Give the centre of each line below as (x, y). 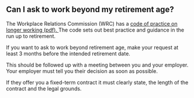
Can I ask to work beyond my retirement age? (90, 10)
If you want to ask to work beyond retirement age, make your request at (92, 47)
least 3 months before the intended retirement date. (68, 53)
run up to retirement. (31, 36)
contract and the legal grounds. (44, 88)
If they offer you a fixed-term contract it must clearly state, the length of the (97, 82)
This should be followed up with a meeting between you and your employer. (97, 65)
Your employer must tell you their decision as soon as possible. (82, 71)
